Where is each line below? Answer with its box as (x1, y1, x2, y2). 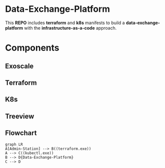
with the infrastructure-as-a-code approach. (24, 25, 117, 31)
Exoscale (5, 62, 34, 70)
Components (5, 42, 60, 54)
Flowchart (5, 129, 37, 137)
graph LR (5, 142, 23, 147)
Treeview (5, 112, 34, 120)
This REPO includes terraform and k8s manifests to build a (5, 20, 125, 26)
